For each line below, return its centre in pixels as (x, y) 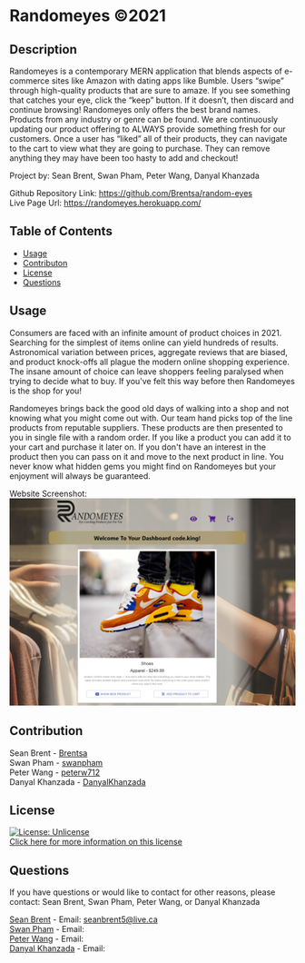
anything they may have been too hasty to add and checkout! (124, 158)
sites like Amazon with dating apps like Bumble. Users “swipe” (167, 81)
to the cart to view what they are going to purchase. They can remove (140, 148)
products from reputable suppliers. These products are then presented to (146, 427)
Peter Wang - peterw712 (55, 772)
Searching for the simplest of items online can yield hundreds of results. (144, 343)
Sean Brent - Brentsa (49, 753)
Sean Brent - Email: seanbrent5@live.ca (84, 919)
